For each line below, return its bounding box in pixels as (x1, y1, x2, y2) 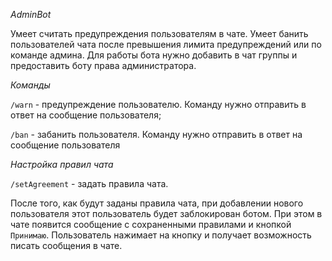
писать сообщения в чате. (10, 240, 123, 251)
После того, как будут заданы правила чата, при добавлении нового (10, 197, 304, 209)
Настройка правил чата (10, 159, 114, 170)
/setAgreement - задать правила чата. (10, 178, 169, 189)
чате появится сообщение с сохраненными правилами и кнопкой (10, 219, 292, 230)
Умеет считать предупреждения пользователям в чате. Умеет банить (10, 28, 309, 39)
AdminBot (10, 9, 52, 20)
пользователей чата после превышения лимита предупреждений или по (10, 39, 322, 50)
